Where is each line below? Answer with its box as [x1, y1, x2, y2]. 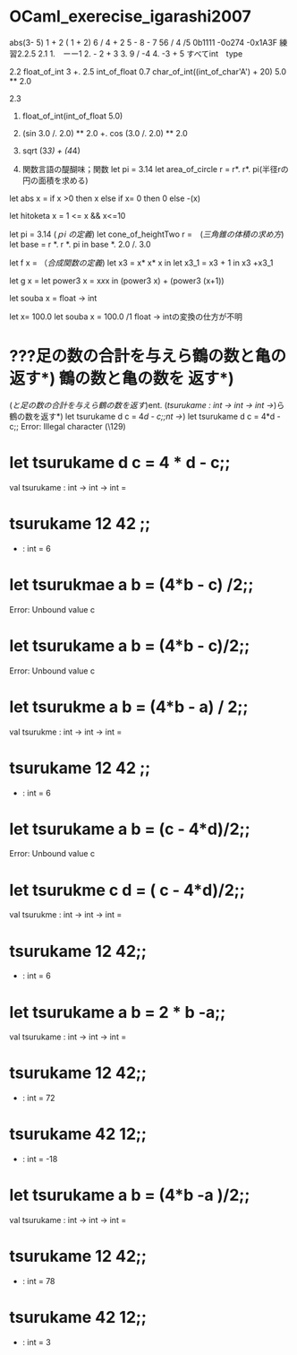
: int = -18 [21, 1154, 58, 1165]
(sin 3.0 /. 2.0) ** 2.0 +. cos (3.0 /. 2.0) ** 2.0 [21, 127, 188, 138]
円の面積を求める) [21, 175, 89, 186]
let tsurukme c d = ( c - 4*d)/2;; [9, 880, 246, 900]
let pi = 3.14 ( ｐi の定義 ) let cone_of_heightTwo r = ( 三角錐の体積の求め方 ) [9, 229, 284, 239]
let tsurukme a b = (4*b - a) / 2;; [9, 697, 249, 717]
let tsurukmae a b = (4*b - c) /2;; [9, 574, 254, 595]
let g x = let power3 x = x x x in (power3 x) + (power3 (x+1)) [9, 275, 225, 286]
